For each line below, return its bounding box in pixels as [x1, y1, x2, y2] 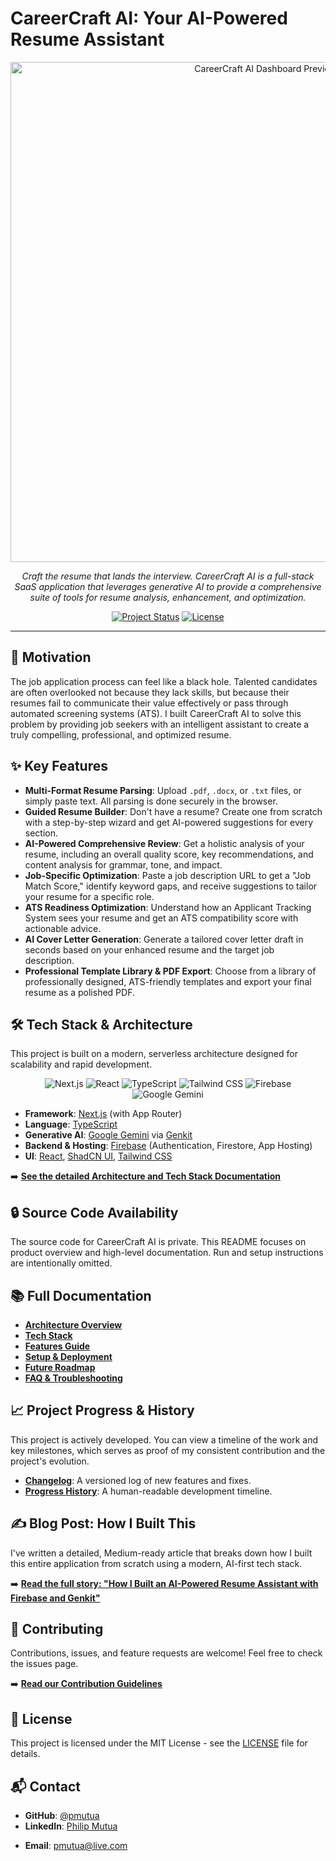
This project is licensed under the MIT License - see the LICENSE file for [10, 1737, 308, 1749]
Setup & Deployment [24, 1351, 113, 1362]
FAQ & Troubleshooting [24, 1372, 123, 1384]
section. [24, 827, 59, 839]
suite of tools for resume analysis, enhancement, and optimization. [29, 591, 307, 603]
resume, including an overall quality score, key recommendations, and [24, 848, 314, 860]
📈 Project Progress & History [10, 1402, 195, 1419]
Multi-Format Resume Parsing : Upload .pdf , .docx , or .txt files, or [24, 784, 302, 796]
